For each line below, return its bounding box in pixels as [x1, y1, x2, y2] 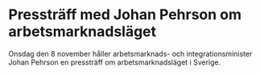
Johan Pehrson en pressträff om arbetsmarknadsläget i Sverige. [8, 57, 221, 67]
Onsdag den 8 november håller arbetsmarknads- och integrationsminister [8, 49, 253, 58]
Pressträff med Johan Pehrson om [8, 6, 242, 24]
